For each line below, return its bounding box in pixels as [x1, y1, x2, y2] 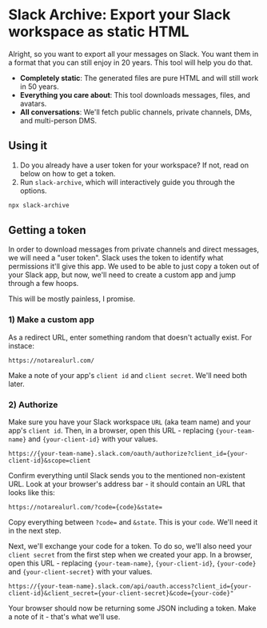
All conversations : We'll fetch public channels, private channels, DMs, [19, 107, 253, 117]
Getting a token [8, 223, 86, 237]
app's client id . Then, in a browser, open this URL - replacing [8, 426, 214, 436]
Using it [8, 139, 48, 153]
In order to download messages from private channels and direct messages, [8, 244, 260, 254]
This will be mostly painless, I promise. [8, 294, 136, 304]
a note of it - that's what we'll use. [8, 612, 121, 622]
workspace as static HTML [8, 22, 189, 41]
